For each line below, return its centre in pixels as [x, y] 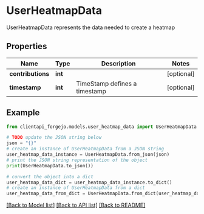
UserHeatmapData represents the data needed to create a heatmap [90, 27]
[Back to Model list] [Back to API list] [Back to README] [76, 205]
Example [23, 113]
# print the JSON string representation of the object [77, 160]
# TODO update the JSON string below [54, 138]
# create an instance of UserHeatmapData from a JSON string [85, 149]
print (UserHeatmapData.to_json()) [50, 166]
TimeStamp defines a [106, 84]
